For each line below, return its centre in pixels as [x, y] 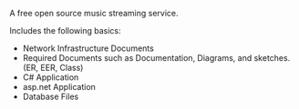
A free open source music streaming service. [94, 13]
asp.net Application [59, 87]
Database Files [51, 96]
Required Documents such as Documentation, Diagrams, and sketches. [156, 58]
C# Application [51, 77]
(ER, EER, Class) [53, 68]
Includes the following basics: [65, 30]
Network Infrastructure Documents [88, 48]
